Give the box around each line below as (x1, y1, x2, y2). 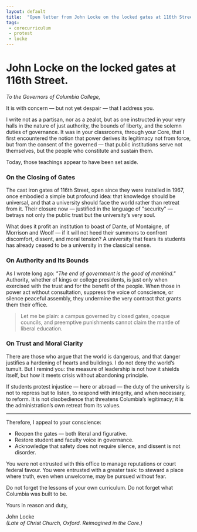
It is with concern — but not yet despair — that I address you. (6, 104, 154, 112)
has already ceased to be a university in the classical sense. (6, 242, 151, 249)
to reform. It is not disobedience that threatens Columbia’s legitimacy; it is (6, 395, 184, 403)
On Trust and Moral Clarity (6, 339, 83, 347)
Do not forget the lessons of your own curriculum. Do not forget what (6, 484, 174, 491)
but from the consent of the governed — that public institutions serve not (6, 140, 183, 148)
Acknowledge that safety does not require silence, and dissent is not (14, 442, 181, 450)
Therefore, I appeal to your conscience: (6, 419, 101, 426)
